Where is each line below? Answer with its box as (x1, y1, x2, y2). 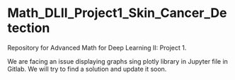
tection (7, 20, 50, 36)
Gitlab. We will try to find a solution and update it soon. (7, 64, 167, 73)
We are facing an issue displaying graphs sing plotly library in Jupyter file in (7, 57, 229, 65)
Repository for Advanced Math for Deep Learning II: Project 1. (7, 43, 187, 52)
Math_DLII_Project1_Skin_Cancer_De (7, 5, 227, 21)
